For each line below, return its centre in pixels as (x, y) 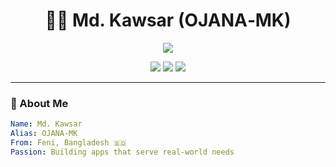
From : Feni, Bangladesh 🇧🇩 (68, 142)
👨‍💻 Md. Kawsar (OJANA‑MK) (168, 20)
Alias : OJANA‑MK (44, 134)
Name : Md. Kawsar (46, 124)
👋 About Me (39, 103)
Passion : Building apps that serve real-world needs (122, 152)
